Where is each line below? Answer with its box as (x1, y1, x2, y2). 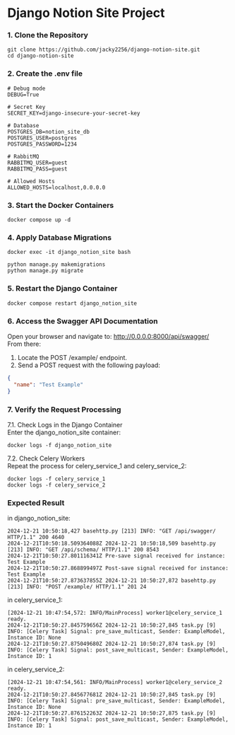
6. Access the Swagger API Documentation (7, 316, 158, 326)
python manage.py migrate (7, 267, 83, 274)
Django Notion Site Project (7, 5, 165, 21)
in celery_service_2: (7, 665, 65, 673)
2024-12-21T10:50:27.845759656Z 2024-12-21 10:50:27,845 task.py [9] (7, 622, 217, 629)
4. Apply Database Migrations (7, 233, 112, 242)
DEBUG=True (7, 91, 40, 98)
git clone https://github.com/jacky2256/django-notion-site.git (7, 46, 200, 54)
